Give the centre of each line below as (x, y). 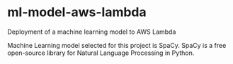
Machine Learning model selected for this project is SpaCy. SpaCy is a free (117, 45)
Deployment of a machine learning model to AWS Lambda (92, 32)
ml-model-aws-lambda (77, 12)
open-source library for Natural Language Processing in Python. (101, 53)
